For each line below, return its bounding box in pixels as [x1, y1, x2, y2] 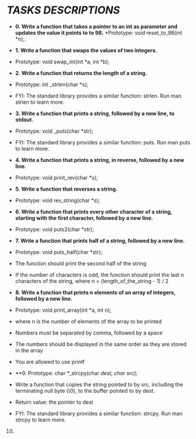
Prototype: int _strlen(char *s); [15, 80, 89, 88]
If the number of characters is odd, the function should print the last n [15, 271, 184, 278]
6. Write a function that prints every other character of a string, [15, 208, 173, 215]
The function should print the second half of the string [15, 259, 147, 267]
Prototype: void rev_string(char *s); [15, 197, 100, 204]
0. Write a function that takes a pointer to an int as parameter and [15, 23, 178, 30]
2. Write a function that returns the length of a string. [15, 69, 147, 76]
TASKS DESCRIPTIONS [6, 4, 120, 17]
